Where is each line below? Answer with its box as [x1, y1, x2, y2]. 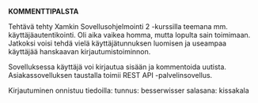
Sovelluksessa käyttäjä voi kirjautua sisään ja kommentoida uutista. [8, 62, 227, 72]
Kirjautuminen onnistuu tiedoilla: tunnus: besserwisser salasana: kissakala [8, 86, 249, 95]
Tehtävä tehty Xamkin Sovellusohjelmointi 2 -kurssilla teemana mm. [8, 22, 228, 31]
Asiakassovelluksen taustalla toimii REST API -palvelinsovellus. [8, 71, 213, 79]
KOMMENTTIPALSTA [8, 7, 79, 16]
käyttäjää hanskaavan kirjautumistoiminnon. [8, 47, 151, 56]
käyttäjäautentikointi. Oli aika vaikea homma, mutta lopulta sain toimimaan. [8, 31, 251, 39]
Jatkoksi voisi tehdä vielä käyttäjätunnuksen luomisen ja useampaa [8, 39, 227, 48]
